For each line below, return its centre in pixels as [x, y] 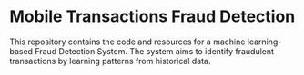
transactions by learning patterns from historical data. [110, 61]
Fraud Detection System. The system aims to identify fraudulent [155, 51]
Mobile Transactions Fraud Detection [152, 17]
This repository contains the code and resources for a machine [127, 42]
